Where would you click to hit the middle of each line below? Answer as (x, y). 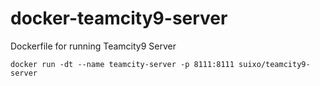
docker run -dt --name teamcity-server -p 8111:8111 (122, 64)
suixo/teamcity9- (274, 64)
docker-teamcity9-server (119, 18)
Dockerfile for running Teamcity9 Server (93, 46)
